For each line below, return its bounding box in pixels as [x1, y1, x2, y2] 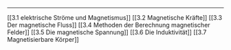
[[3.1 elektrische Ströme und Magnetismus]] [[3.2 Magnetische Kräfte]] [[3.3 [7, 14, 222, 21]
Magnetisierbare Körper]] [7, 36, 79, 43]
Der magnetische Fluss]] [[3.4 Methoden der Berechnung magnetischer [7, 21, 211, 29]
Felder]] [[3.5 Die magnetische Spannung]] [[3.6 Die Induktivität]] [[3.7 [7, 28, 207, 36]
